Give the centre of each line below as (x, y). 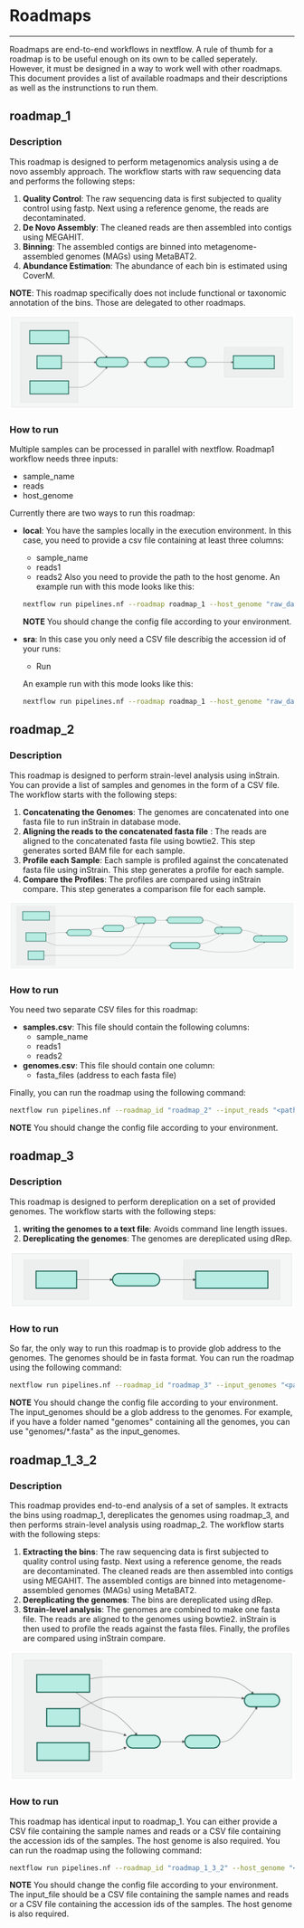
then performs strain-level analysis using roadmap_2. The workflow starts (147, 1524)
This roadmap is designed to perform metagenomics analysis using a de (144, 161)
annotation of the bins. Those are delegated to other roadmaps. (128, 302)
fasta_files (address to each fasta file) (106, 1075)
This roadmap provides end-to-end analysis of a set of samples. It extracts (149, 1505)
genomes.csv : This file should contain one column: (119, 1066)
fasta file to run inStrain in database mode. (102, 822)
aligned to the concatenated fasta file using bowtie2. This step (139, 841)
